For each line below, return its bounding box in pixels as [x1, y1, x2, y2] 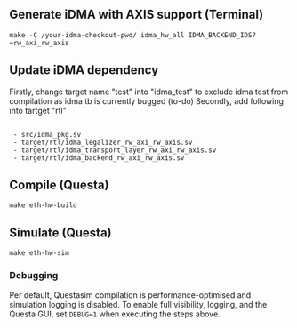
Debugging [9, 269, 59, 282]
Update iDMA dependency [9, 62, 159, 78]
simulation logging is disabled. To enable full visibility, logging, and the [9, 299, 268, 309]
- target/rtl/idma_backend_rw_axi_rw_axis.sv [12, 153, 185, 163]
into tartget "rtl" [9, 105, 67, 116]
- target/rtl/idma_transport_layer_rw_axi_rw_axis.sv [12, 146, 217, 155]
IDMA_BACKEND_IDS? [188, 30, 256, 39]
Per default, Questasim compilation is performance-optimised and [9, 289, 252, 300]
